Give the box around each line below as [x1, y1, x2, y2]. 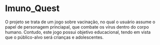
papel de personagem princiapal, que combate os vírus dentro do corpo [5, 24, 149, 30]
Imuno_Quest [5, 3, 60, 14]
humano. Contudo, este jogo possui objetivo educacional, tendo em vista [5, 29, 151, 35]
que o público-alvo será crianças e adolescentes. [5, 34, 104, 40]
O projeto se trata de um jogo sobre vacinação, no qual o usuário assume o [5, 19, 156, 25]
